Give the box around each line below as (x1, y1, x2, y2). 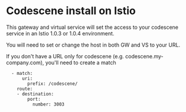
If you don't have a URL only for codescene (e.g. (6, 52, 124, 60)
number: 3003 (32, 101, 65, 107)
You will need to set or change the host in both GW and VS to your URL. (6, 41, 181, 48)
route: (17, 85, 33, 92)
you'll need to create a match (45, 59, 116, 66)
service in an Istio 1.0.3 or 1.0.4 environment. (6, 29, 115, 37)
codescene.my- (125, 52, 164, 60)
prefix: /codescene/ (27, 81, 78, 87)
